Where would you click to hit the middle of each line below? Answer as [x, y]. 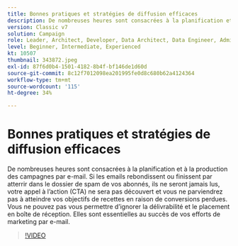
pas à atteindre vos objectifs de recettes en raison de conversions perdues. [118, 199]
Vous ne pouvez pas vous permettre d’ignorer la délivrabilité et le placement [119, 207]
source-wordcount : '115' [44, 86]
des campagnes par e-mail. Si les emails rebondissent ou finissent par [110, 177]
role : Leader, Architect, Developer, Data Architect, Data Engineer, [112, 40]
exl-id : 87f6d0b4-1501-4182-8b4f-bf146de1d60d [77, 67]
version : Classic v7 [38, 27]
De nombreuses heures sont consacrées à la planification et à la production [118, 169]
